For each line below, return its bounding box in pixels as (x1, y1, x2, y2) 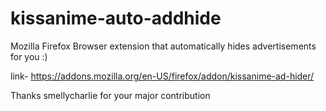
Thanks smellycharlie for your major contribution (10, 89, 211, 101)
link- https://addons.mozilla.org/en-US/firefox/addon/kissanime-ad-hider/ (10, 70, 315, 82)
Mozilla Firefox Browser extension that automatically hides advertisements (10, 40, 317, 52)
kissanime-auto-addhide (10, 7, 222, 30)
